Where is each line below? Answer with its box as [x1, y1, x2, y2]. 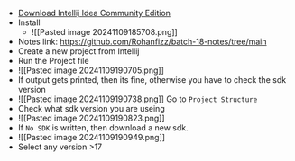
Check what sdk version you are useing [17, 103, 165, 113]
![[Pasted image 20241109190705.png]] [17, 65, 164, 76]
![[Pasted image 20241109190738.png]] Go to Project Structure [17, 94, 258, 104]
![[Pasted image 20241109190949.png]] [17, 132, 165, 142]
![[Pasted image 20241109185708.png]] [31, 27, 178, 37]
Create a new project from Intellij [17, 46, 140, 57]
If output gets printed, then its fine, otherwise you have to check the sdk [17, 75, 287, 85]
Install [17, 17, 41, 28]
